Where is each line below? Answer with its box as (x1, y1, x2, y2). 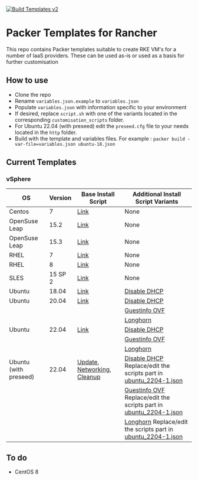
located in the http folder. (14, 129, 77, 136)
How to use (6, 76, 48, 86)
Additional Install (132, 190, 181, 198)
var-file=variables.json (14, 141, 76, 147)
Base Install (81, 190, 115, 198)
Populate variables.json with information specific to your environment (14, 103, 187, 110)
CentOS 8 (14, 468, 39, 475)
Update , (77, 358, 100, 366)
